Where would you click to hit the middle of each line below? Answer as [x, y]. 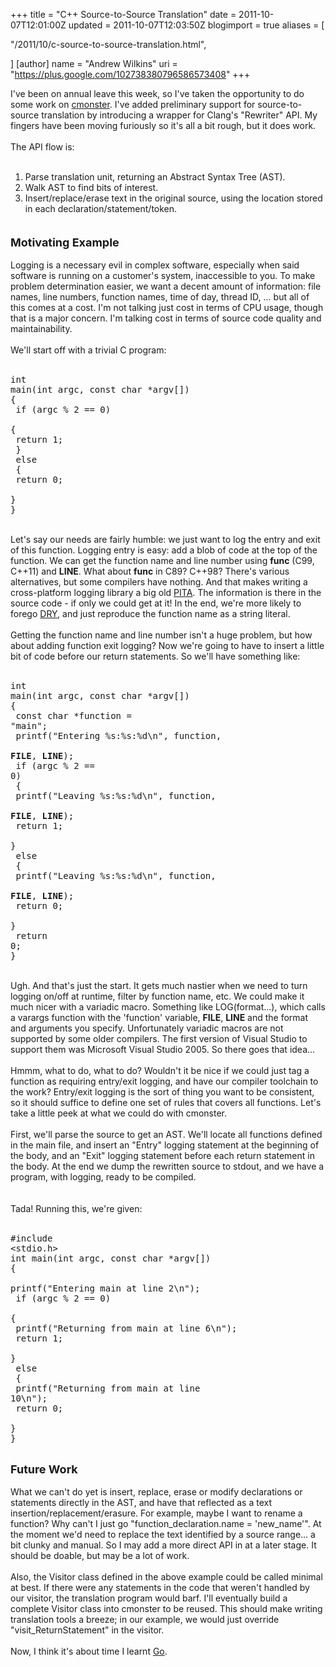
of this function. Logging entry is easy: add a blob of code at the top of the [164, 550]
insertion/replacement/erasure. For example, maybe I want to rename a [156, 1513]
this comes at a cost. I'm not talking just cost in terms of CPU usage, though [167, 307]
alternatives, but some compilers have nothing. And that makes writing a [159, 582]
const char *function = [73, 715]
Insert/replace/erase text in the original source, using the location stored [173, 198]
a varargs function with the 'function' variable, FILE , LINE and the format [159, 1017]
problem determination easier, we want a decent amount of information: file [166, 286]
